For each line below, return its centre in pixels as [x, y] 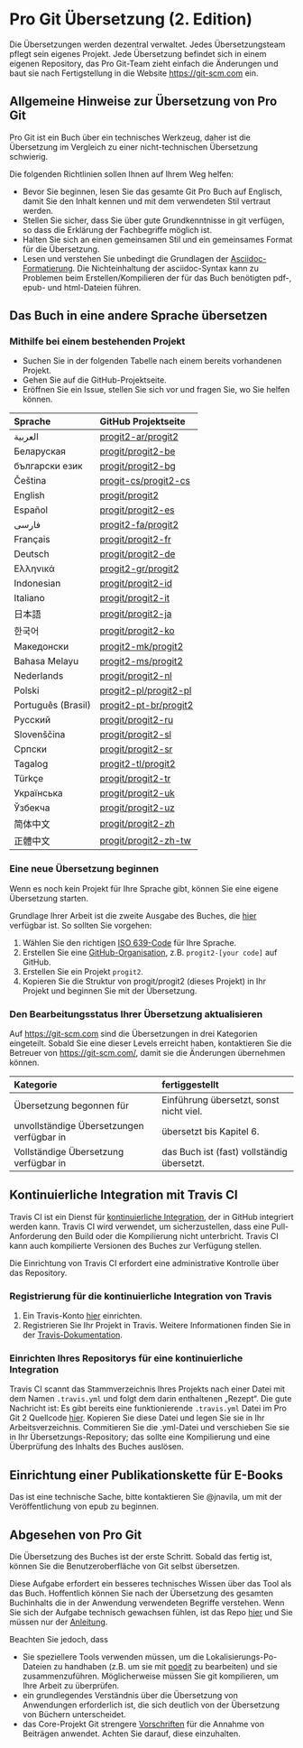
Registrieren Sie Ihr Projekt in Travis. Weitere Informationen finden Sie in [156, 1326]
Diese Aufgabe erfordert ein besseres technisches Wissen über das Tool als [151, 1584]
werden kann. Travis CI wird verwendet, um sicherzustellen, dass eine [139, 1226]
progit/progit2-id [136, 584]
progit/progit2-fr [135, 540]
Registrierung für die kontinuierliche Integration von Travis [141, 1296]
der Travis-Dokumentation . [73, 1335]
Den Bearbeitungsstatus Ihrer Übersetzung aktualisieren [136, 1013]
